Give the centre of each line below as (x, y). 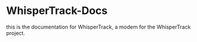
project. (16, 33)
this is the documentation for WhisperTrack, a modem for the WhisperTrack (98, 27)
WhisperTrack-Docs (57, 11)
